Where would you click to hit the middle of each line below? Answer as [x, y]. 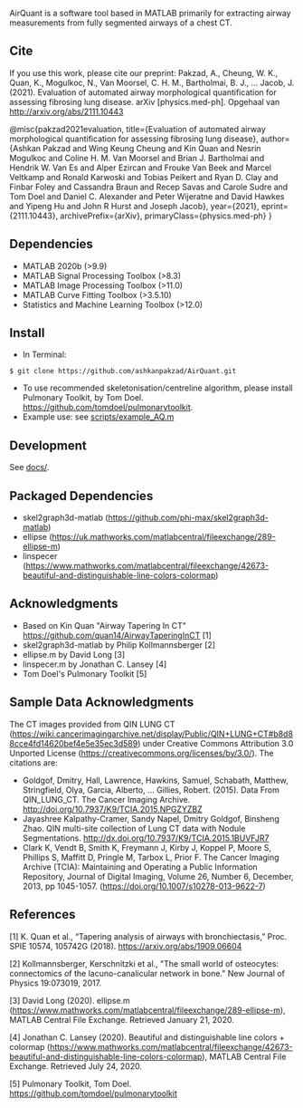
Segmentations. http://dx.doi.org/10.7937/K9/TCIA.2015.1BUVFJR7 [146, 838]
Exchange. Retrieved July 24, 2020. [76, 1066]
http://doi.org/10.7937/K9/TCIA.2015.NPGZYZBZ [112, 809]
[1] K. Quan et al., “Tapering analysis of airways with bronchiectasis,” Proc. [148, 936]
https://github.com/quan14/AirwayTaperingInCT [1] [117, 635]
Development [48, 445]
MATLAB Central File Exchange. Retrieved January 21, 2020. [122, 1019]
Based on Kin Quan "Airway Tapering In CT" [104, 625]
